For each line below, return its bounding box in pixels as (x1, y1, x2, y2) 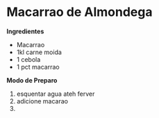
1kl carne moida (16, 48, 62, 56)
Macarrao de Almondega (6, 4, 153, 20)
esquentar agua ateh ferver (16, 90, 95, 98)
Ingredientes (6, 27, 44, 35)
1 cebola (16, 55, 41, 63)
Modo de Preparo (6, 76, 58, 84)
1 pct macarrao (16, 62, 60, 71)
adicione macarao (16, 96, 69, 105)
